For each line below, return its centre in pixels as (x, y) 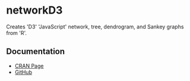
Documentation (36, 52)
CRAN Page (29, 66)
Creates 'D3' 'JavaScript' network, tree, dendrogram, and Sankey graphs (95, 27)
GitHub (23, 72)
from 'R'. (17, 33)
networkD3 (34, 10)
